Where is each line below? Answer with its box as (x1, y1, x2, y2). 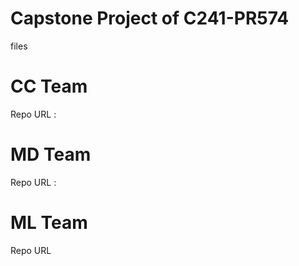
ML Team (10, 212, 88, 234)
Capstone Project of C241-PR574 (10, 7, 290, 30)
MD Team (10, 143, 92, 166)
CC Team (10, 75, 88, 98)
